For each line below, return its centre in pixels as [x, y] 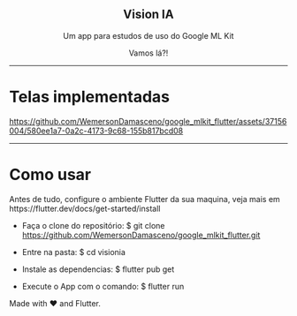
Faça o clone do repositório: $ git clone [93, 225]
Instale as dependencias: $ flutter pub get [98, 269]
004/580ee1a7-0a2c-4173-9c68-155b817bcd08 [96, 131]
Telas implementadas [90, 97]
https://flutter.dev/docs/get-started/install [85, 208]
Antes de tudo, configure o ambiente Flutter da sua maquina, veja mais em [145, 199]
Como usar [50, 174]
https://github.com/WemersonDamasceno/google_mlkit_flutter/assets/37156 [148, 121]
